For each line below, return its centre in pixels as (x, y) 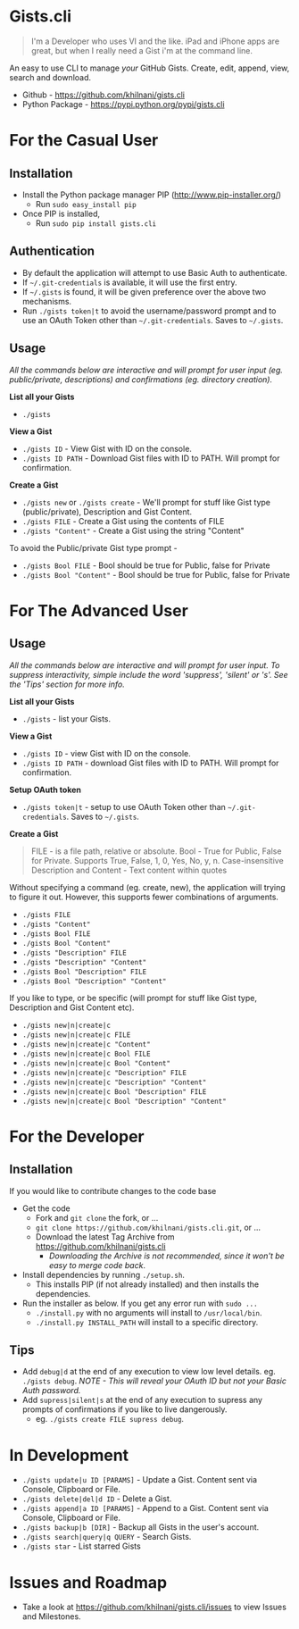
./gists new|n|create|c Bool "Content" (96, 1063)
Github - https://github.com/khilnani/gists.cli (104, 95)
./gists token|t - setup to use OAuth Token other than (124, 806)
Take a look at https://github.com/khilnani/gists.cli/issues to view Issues (154, 1607)
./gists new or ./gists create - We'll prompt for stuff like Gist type (146, 502)
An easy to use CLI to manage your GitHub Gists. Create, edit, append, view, (149, 68)
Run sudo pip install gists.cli (96, 223)
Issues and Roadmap (88, 1582)
